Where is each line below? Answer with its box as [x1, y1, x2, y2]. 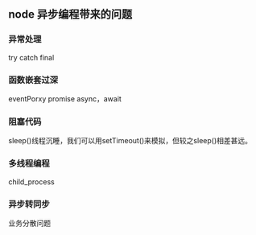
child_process [8, 176, 55, 187]
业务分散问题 [8, 218, 51, 228]
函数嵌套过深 [8, 74, 59, 85]
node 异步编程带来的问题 [8, 7, 133, 22]
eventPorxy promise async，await [8, 93, 122, 103]
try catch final [8, 52, 55, 62]
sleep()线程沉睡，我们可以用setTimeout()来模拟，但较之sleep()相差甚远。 [8, 136, 252, 146]
